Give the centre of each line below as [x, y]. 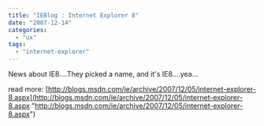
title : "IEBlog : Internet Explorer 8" [74, 15]
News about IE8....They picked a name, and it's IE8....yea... [103, 74]
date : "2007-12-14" [40, 23]
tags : [17, 45]
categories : [28, 30]
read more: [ [28, 89]
